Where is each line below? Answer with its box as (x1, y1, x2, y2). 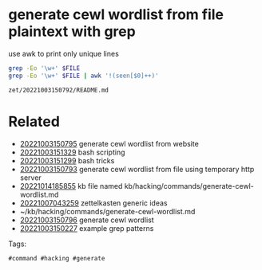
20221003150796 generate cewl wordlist (19, 215, 154, 225)
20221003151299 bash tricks (19, 155, 115, 165)
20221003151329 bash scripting (19, 147, 125, 157)
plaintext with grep (8, 22, 136, 41)
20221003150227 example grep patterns (19, 223, 154, 233)
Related (8, 112, 60, 131)
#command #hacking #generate (8, 254, 105, 262)
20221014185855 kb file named (19, 181, 123, 190)
